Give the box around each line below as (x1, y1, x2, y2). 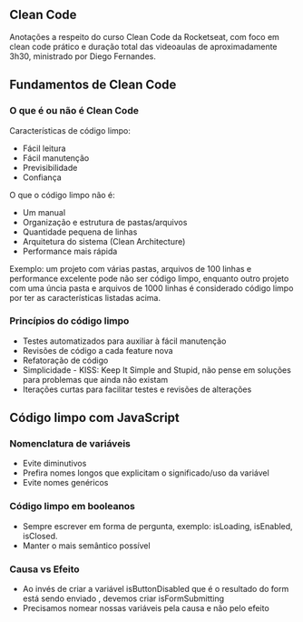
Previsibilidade (22, 162, 78, 173)
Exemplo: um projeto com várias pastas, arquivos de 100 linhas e (9, 263, 252, 274)
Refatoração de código (22, 355, 109, 366)
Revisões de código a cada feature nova (22, 345, 174, 356)
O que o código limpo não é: (9, 189, 115, 200)
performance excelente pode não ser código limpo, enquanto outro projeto (9, 273, 289, 284)
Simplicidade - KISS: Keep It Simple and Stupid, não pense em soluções (22, 364, 292, 376)
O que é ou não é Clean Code (9, 105, 139, 117)
